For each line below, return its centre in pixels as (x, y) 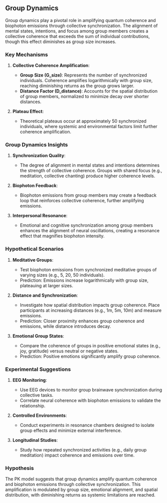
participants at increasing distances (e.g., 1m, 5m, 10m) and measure (91, 310)
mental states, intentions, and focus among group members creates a (77, 31)
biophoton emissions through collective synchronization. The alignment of (81, 26)
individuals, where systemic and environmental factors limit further (88, 127)
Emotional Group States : (38, 336)
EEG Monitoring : (30, 380)
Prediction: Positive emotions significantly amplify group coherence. (90, 356)
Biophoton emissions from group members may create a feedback (88, 195)
